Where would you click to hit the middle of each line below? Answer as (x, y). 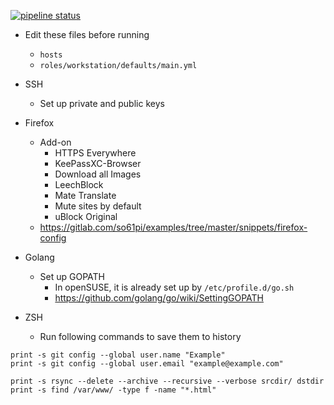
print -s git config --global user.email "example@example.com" (147, 364)
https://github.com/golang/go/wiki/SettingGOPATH (159, 298)
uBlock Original (86, 216)
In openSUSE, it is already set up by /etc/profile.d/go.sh (174, 287)
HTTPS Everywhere (95, 153)
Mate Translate (85, 195)
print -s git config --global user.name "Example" (118, 355)
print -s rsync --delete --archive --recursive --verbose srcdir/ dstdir (167, 381)
